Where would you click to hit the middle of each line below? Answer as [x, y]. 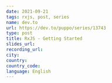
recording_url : [25, 50]
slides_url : [21, 44]
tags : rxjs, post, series [38, 17]
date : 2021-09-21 [27, 11]
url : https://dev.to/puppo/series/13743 [56, 28]
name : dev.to [22, 22]
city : [13, 55]
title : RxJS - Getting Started [44, 39]
